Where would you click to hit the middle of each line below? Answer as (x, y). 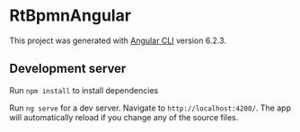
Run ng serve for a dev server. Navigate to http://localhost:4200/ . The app (150, 108)
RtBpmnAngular (71, 16)
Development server (68, 69)
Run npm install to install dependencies (84, 90)
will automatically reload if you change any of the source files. (124, 117)
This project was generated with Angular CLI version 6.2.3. (118, 40)
